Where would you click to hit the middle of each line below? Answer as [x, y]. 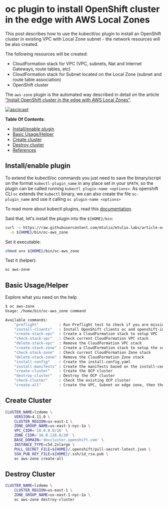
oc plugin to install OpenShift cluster [82, 9]
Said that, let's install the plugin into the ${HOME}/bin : [59, 218]
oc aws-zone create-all [39, 459]
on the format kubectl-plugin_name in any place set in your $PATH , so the [79, 183]
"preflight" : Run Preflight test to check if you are [81, 325]
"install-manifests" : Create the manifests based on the [76, 366]
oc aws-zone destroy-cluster [44, 500]
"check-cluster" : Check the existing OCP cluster [72, 381]
